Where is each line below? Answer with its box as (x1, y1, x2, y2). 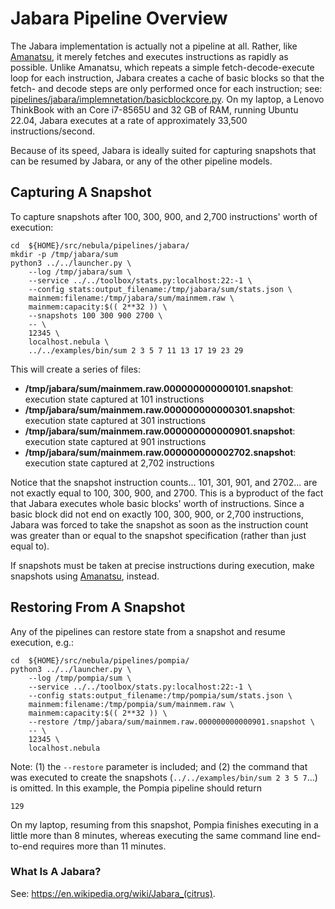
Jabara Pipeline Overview (10, 7, 228, 30)
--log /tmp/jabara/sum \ (28, 267, 132, 277)
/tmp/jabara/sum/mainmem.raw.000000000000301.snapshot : (24, 403, 296, 416)
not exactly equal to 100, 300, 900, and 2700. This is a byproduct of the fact (10, 487, 324, 499)
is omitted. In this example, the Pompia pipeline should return (10, 782, 262, 794)
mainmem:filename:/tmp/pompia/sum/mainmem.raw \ (28, 699, 235, 709)
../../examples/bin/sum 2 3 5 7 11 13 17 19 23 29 (28, 345, 244, 356)
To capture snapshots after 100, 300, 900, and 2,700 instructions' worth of (10, 210, 318, 222)
